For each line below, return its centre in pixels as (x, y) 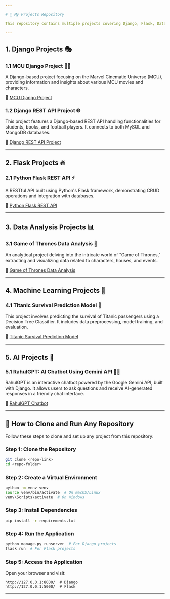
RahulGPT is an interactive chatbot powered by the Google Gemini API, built (84, 383)
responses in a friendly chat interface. (45, 394)
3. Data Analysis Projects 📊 (50, 227)
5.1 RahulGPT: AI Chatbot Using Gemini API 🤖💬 (63, 371)
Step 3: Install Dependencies (41, 510)
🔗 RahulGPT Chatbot (27, 403)
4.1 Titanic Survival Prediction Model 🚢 (53, 305)
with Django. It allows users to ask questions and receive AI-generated (79, 388)
